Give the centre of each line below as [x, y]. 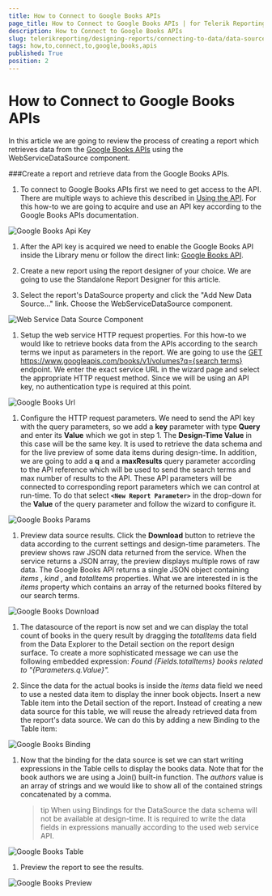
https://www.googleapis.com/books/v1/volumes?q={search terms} [131, 360]
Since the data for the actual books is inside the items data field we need [141, 686]
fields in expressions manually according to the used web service [149, 827]
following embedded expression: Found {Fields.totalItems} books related [141, 661]
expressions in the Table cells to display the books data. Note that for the [142, 768]
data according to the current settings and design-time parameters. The [140, 544]
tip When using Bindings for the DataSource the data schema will [149, 809]
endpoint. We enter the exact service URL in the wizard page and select [140, 369]
